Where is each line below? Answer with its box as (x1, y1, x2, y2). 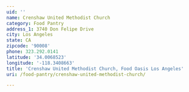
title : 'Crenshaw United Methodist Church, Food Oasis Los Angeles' (6, 65, 184, 72)
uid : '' (6, 9, 26, 15)
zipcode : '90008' (6, 43, 51, 49)
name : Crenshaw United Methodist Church (6, 15, 111, 21)
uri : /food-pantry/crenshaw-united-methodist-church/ (6, 71, 146, 77)
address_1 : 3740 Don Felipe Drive (6, 26, 94, 32)
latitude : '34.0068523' (6, 54, 67, 60)
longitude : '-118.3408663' (6, 60, 75, 66)
